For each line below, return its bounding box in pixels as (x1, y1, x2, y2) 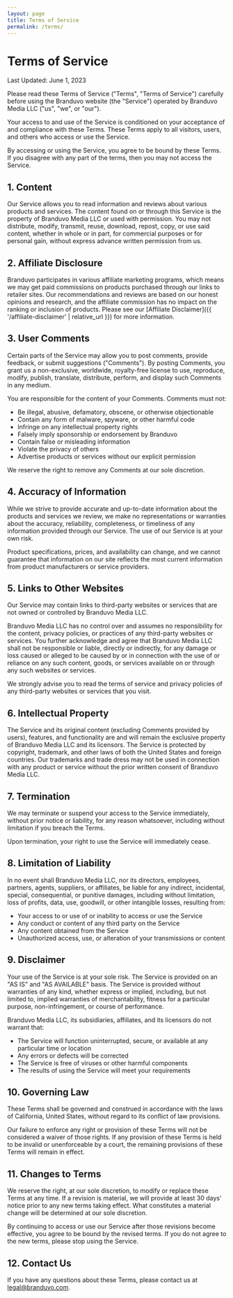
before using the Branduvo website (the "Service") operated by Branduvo (7, 97, 218, 105)
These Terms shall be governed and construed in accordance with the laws (7, 1105, 223, 1113)
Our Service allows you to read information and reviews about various (7, 200, 207, 208)
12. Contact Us (7, 1257, 72, 1269)
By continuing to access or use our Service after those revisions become (7, 1222, 216, 1230)
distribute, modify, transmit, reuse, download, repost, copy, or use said (7, 222, 210, 231)
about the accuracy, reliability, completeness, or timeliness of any (7, 519, 195, 527)
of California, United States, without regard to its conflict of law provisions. (7, 1112, 221, 1120)
